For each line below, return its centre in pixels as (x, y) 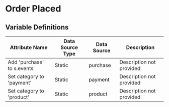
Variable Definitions (37, 27)
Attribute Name (29, 47)
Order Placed (33, 9)
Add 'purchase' (26, 62)
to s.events (21, 68)
